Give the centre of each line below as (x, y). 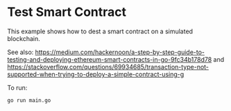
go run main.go (29, 100)
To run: (17, 87)
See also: (20, 52)
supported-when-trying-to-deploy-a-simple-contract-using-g (96, 74)
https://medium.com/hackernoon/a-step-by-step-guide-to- (120, 52)
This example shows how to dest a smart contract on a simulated (100, 31)
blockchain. (24, 38)
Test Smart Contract (67, 12)
